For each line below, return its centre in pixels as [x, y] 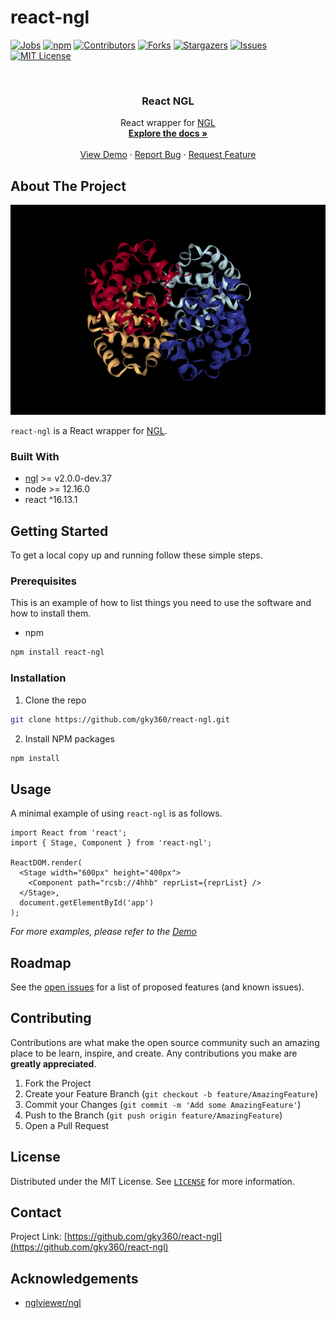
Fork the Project [58, 1083]
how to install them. [51, 613]
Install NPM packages [69, 738]
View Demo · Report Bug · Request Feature [168, 155]
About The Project [68, 186]
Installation [38, 678]
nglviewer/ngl [53, 1303]
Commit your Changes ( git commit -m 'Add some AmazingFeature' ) [163, 1104]
